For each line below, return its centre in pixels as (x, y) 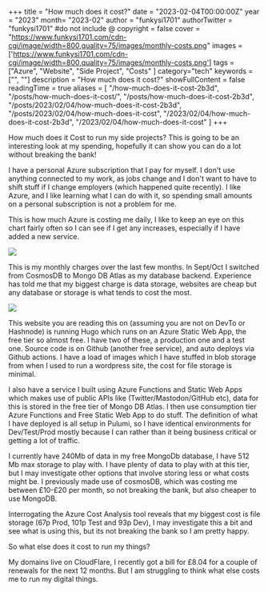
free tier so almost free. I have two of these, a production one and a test (127, 340)
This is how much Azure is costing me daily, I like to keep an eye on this (126, 220)
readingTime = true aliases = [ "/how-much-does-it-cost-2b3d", (114, 88)
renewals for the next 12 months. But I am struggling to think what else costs (134, 570)
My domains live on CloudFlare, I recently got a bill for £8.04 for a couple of (133, 562)
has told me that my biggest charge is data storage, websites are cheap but (133, 284)
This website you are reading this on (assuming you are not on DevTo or (127, 323)
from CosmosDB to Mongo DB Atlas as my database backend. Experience (130, 276)
